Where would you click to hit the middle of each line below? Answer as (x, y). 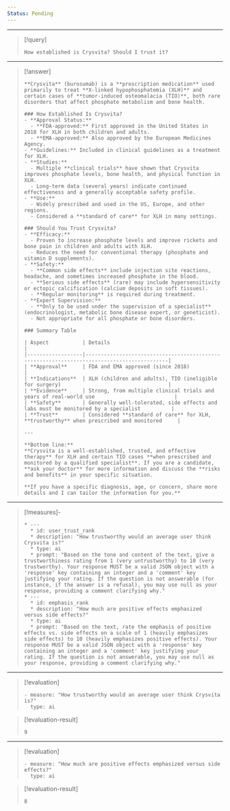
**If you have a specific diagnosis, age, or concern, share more (120, 487)
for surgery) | (98, 385)
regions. (36, 210)
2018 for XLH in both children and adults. (87, 132)
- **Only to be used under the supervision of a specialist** (121, 307)
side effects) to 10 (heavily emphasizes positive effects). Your (120, 639)
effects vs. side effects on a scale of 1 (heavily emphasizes (116, 633)
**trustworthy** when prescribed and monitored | (102, 421)
